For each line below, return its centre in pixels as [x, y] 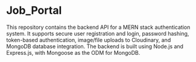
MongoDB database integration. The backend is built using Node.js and [95, 46]
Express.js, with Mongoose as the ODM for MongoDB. [73, 52]
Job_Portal [34, 11]
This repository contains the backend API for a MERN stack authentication [98, 27]
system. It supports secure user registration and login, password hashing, [98, 33]
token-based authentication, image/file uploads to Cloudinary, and [89, 40]
